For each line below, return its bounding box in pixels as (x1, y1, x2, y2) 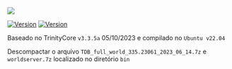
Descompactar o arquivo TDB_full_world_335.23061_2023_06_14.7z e (7, 47, 207, 56)
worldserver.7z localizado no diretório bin (7, 55, 130, 63)
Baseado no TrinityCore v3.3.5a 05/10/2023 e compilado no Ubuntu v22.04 (7, 34, 226, 42)
